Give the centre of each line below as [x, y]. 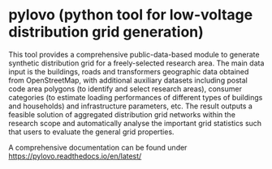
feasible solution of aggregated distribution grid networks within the [122, 114]
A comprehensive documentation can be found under [98, 147]
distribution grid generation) [106, 32]
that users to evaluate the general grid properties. [91, 132]
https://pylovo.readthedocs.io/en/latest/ [75, 156]
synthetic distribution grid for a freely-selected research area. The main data [136, 63]
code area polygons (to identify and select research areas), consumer [125, 89]
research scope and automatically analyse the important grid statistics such [135, 123]
